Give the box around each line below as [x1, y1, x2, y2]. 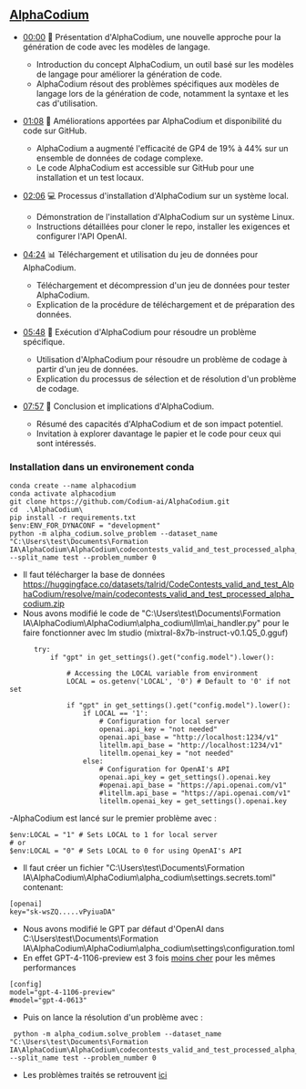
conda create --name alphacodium [9, 481, 137, 491]
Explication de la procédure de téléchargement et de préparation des [36, 298, 296, 309]
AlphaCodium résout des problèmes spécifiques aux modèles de [36, 78, 280, 89]
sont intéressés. [36, 437, 97, 448]
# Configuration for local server [98, 717, 230, 727]
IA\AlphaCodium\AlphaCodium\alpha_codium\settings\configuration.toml [22, 943, 295, 954]
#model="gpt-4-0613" [9, 996, 88, 1005]
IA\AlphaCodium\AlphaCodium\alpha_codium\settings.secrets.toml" [22, 872, 276, 884]
